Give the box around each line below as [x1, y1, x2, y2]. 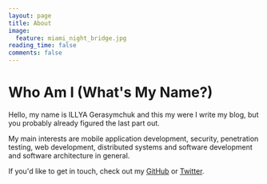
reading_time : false [8, 42, 78, 50]
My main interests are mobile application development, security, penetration [8, 134, 259, 143]
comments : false [8, 49, 62, 57]
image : [8, 26, 30, 34]
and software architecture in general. [8, 150, 130, 160]
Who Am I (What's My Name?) [8, 83, 213, 102]
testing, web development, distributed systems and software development [8, 142, 253, 152]
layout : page [8, 11, 52, 20]
